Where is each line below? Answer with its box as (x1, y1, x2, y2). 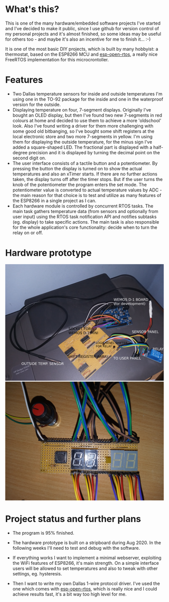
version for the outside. (12, 102, 61, 108)
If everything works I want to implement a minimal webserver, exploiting (12, 554, 162, 561)
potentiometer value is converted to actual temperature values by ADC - (12, 187, 162, 193)
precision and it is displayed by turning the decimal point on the (28, 149, 160, 155)
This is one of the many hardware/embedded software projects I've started (5, 20, 161, 26)
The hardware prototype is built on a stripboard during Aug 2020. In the (12, 539, 161, 546)
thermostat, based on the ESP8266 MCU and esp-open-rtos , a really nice (5, 51, 158, 57)
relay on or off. (12, 230, 43, 236)
